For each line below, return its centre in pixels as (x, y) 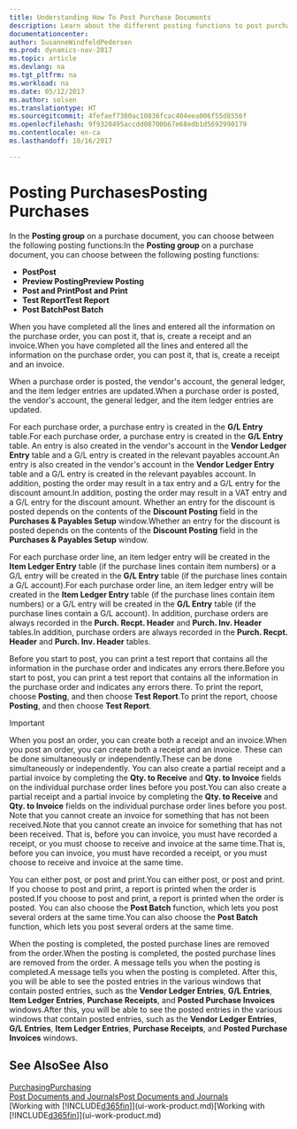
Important (27, 723)
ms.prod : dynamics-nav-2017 (61, 50)
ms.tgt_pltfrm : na (43, 75)
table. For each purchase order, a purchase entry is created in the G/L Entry (146, 436)
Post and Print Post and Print (75, 290)
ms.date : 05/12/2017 (47, 91)
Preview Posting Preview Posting (83, 281)
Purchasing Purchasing (50, 1086)
